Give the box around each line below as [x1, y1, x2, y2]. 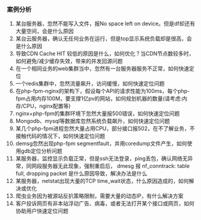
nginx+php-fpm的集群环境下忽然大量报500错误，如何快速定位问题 [15, 110, 180, 117]
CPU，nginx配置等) [22, 103, 71, 110]
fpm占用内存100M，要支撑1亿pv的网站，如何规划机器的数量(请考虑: [15, 95, 182, 103]
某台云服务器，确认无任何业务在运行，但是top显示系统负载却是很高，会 [15, 35, 193, 43]
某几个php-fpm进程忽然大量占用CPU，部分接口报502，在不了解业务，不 [15, 125, 195, 132]
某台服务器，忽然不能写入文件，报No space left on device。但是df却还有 [15, 20, 196, 28]
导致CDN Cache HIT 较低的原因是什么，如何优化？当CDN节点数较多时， [15, 50, 194, 58]
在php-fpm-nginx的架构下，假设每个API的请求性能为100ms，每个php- [15, 88, 190, 95]
